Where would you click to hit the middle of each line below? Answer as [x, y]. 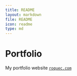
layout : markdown [23, 15]
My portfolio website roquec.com [38, 68]
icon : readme [19, 24]
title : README [20, 10]
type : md [14, 29]
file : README [19, 19]
